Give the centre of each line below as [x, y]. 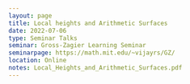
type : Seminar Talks [43, 38]
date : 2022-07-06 [38, 30]
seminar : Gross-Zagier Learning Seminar [78, 46]
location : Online [38, 61]
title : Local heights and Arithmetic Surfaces [88, 23]
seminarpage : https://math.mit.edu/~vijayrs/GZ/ [92, 53]
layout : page [30, 16]
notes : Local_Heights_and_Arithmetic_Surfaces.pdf [95, 68]
